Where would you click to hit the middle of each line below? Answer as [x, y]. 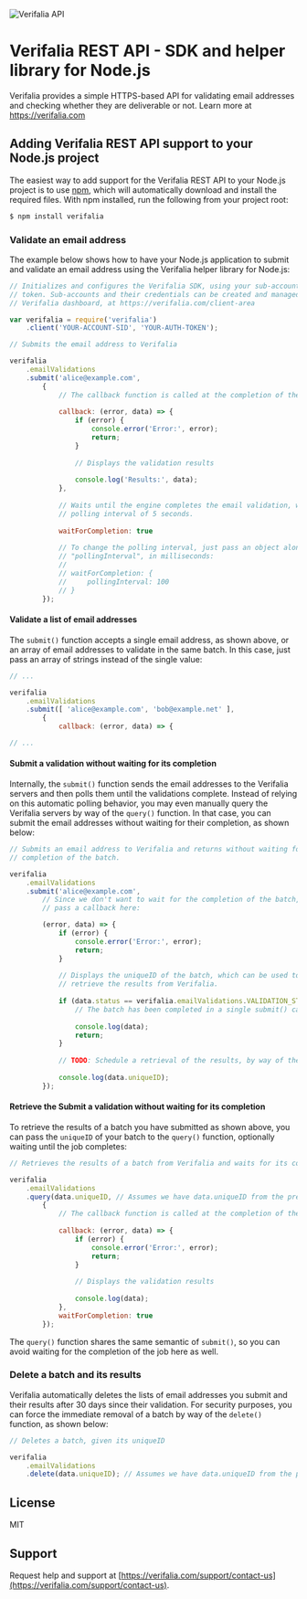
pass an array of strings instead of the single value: [106, 659]
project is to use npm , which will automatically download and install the [143, 190]
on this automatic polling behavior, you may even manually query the [139, 803]
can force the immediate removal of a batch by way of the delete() [136, 1414]
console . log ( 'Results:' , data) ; [136, 480]
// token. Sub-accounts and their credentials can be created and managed [155, 294]
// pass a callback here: [92, 908]
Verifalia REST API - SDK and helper [148, 51]
